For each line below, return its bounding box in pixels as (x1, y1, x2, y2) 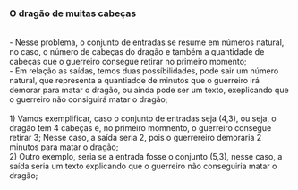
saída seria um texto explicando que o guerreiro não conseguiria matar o (9, 160, 277, 172)
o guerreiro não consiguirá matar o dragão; (9, 94, 168, 105)
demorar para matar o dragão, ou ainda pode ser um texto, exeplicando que (9, 84, 289, 96)
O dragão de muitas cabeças (9, 7, 137, 20)
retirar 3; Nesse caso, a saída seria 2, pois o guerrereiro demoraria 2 (9, 133, 262, 143)
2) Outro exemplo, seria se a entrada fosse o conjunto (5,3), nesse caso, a (9, 151, 283, 162)
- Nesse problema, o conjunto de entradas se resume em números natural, (9, 37, 285, 47)
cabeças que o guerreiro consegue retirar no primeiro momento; (9, 56, 248, 67)
